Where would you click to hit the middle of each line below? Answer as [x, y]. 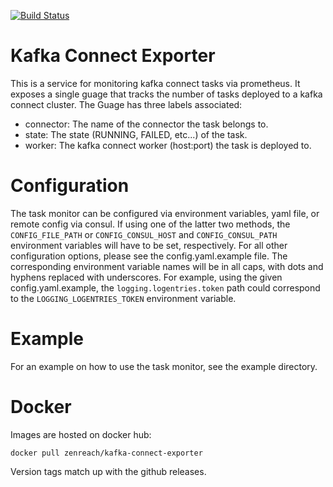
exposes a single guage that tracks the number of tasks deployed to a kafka [166, 94]
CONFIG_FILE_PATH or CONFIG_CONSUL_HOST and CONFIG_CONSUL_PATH [144, 234]
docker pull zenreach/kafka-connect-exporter [106, 453]
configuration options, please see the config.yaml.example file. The [149, 256]
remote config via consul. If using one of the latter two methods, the [150, 224]
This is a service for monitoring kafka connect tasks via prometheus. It [155, 83]
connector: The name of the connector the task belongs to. [146, 124]
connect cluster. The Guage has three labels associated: [126, 104]
